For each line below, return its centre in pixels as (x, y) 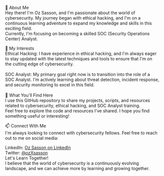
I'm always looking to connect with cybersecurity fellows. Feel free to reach (81, 133)
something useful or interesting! (37, 116)
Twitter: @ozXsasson (26, 153)
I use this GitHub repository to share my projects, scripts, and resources (78, 100)
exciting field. (19, 28)
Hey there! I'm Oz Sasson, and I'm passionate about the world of (70, 13)
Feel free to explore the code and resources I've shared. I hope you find (77, 111)
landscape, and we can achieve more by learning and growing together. (77, 168)
